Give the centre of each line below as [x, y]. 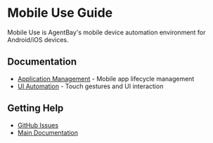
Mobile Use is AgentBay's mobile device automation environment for [106, 32]
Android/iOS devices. [38, 39]
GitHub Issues [38, 125]
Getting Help [35, 108]
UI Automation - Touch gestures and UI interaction [90, 86]
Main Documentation [48, 132]
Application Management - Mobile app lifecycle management [106, 79]
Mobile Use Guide [60, 13]
